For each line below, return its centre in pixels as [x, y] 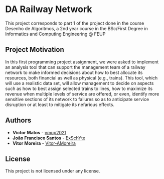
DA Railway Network [49, 9]
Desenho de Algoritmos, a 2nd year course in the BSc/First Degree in [76, 28]
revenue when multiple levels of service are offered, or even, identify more [82, 94]
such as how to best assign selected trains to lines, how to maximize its [79, 88]
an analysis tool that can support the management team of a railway [75, 67]
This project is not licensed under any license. [53, 171]
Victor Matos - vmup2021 [39, 132]
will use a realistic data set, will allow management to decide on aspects [79, 83]
